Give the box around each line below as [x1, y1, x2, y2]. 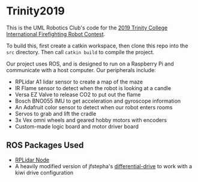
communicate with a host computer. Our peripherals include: [6, 66, 156, 73]
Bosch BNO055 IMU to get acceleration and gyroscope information [14, 97, 181, 105]
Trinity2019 [6, 4, 65, 18]
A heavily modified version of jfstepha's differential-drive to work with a [14, 162, 193, 169]
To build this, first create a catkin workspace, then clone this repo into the [6, 42, 188, 49]
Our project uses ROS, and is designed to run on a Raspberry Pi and [6, 60, 174, 67]
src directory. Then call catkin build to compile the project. [6, 48, 155, 55]
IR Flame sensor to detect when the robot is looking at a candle [14, 84, 172, 91]
